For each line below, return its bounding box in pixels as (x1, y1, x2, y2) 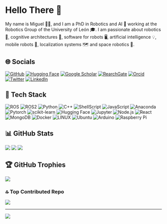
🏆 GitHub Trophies (5, 160, 66, 169)
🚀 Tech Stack (5, 90, 47, 99)
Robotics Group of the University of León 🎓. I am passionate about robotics (5, 26, 162, 32)
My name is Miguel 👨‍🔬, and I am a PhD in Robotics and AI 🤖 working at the (5, 21, 158, 27)
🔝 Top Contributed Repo (5, 188, 65, 195)
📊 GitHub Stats (5, 129, 54, 138)
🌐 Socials (5, 58, 36, 66)
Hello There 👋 (5, 4, 62, 16)
